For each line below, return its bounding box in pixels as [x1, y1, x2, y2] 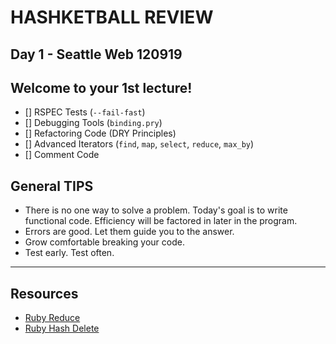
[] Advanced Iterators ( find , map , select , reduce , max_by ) [24, 138, 255, 150]
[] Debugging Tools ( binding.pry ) [24, 117, 163, 129]
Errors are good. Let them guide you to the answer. [24, 226, 235, 238]
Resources [10, 285, 79, 302]
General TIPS [10, 177, 94, 195]
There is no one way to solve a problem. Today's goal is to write [24, 204, 288, 216]
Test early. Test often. [24, 247, 115, 259]
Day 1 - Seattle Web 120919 [10, 46, 183, 63]
